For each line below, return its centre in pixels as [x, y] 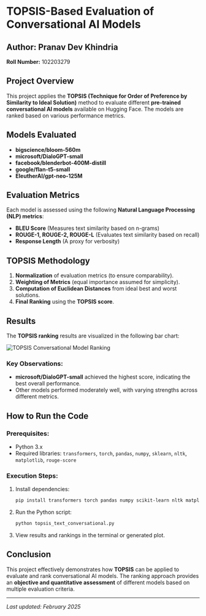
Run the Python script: [44, 512]
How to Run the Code [48, 416]
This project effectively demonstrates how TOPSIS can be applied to [93, 569]
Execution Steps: [32, 476]
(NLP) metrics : [25, 216]
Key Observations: [35, 363]
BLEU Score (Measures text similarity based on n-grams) [87, 228]
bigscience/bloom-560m [48, 149]
